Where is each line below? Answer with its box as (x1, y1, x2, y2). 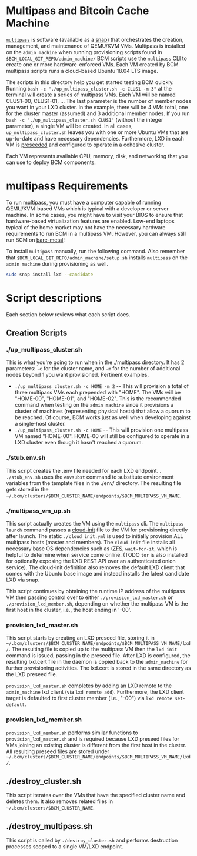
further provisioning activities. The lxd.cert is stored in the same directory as (6, 664, 191, 671)
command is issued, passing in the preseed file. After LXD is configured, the (6, 652, 191, 659)
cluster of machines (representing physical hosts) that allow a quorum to (14, 407, 191, 415)
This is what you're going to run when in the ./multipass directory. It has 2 (6, 359, 185, 366)
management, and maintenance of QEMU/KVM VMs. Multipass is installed (6, 42, 185, 49)
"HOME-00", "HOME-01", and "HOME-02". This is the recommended (14, 395, 181, 402)
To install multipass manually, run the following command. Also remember (6, 248, 185, 255)
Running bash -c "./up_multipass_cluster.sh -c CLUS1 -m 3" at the (6, 85, 172, 92)
